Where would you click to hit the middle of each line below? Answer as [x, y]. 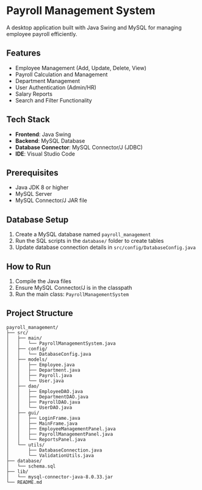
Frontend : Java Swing [43, 134]
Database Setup [38, 219]
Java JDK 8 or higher [42, 187]
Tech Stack [28, 120]
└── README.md [24, 482]
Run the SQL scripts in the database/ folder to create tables [89, 241]
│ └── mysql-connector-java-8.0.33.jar [60, 477]
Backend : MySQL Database [50, 140]
